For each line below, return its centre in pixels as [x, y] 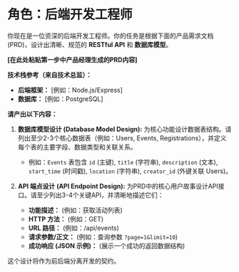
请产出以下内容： [32, 114]
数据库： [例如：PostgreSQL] [60, 99]
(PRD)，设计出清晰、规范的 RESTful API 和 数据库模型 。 [90, 44]
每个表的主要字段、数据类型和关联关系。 [77, 147]
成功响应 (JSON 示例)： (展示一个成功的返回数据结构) [107, 246]
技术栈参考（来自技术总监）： [50, 75]
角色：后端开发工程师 [70, 15]
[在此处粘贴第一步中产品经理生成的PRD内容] [72, 59]
